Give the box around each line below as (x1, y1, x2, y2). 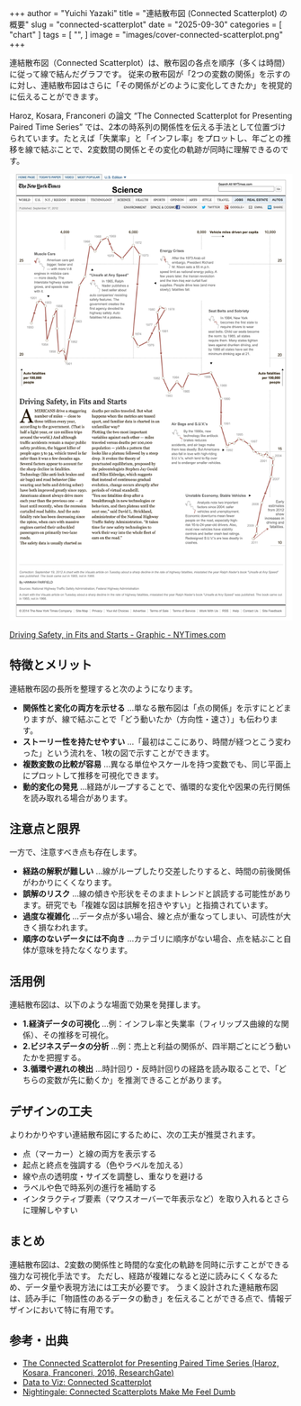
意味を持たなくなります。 (38, 945, 133, 956)
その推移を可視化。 (41, 1030, 114, 1040)
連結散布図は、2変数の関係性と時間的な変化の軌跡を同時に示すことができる (9, 1259, 290, 1270)
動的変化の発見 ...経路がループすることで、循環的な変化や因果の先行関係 (22, 781, 291, 792)
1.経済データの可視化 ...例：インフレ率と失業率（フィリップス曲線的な (22, 1019, 281, 1030)
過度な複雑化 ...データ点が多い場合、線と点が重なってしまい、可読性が (22, 911, 284, 921)
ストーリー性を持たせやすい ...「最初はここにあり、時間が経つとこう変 (22, 736, 284, 747)
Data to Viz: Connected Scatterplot (22, 1376, 152, 1387)
